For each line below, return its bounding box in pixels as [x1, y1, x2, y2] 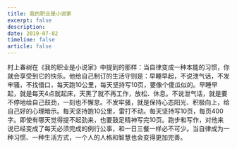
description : [7, 23, 46, 30]
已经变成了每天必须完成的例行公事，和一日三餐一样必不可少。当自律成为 [13, 124, 224, 133]
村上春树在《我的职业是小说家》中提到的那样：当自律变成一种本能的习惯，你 [7, 63, 230, 71]
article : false [7, 43, 52, 50]
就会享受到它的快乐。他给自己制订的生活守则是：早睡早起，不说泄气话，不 [7, 72, 224, 80]
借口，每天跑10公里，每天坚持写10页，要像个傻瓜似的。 [37, 81, 200, 88]
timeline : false [7, 36, 55, 43]
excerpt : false [7, 17, 52, 24]
